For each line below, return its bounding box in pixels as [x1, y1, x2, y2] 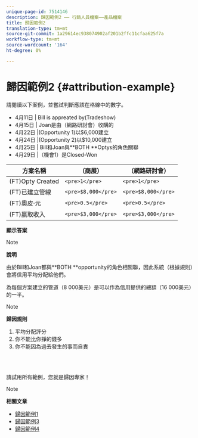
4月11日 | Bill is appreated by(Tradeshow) [14, 114, 116, 121]
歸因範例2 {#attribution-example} [6, 80, 175, 94]
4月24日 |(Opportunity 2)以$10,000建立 [14, 136, 112, 143]
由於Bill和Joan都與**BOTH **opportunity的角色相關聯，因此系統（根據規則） [6, 263, 193, 271]
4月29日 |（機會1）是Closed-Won [14, 151, 97, 158]
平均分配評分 [14, 328, 47, 335]
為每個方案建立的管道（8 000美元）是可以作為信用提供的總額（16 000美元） [6, 284, 194, 291]
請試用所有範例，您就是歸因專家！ [6, 373, 90, 380]
